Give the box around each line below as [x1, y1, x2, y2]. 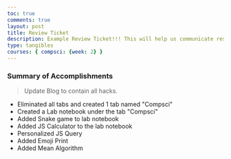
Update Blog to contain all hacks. [23, 87, 118, 95]
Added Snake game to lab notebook [16, 115, 119, 123]
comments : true [7, 17, 51, 23]
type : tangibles [7, 42, 54, 49]
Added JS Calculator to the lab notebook [16, 122, 133, 131]
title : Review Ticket [7, 29, 69, 36]
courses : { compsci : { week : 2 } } [7, 49, 103, 56]
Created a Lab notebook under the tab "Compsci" [16, 107, 158, 116]
